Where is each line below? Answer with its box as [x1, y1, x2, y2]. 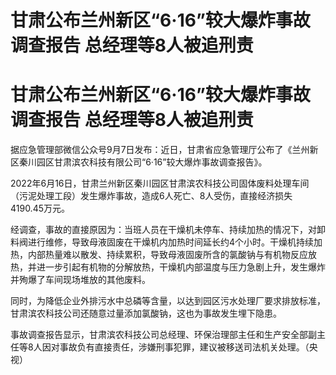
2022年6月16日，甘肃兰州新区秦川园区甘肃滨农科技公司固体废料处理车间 [10, 177, 310, 190]
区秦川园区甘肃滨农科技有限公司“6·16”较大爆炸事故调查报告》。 [10, 156, 268, 168]
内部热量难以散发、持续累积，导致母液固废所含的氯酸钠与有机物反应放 [27, 249, 317, 261]
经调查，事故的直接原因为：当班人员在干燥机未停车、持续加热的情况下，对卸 [10, 224, 326, 236]
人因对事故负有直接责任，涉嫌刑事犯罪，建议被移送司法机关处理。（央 [33, 341, 318, 353]
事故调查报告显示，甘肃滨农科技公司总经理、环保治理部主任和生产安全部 [10, 329, 308, 341]
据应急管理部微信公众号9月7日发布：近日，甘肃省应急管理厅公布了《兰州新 [10, 144, 319, 156]
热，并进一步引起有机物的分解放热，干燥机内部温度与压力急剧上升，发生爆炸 [10, 261, 326, 273]
